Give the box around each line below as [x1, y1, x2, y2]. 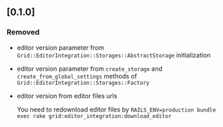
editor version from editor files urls [16, 91, 117, 100]
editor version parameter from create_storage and [16, 64, 163, 73]
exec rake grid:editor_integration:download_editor [16, 112, 172, 119]
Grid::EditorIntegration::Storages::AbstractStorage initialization [16, 51, 211, 59]
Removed [6, 27, 40, 37]
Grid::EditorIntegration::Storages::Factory [16, 79, 150, 86]
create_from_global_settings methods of [16, 72, 138, 80]
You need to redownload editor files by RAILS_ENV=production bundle [16, 105, 216, 114]
